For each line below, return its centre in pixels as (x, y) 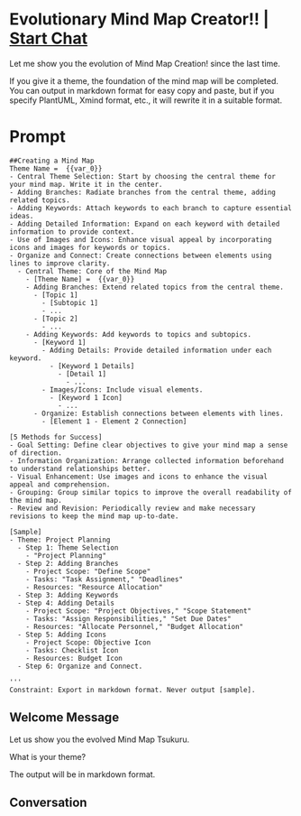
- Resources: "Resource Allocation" (95, 587)
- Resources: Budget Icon (74, 658)
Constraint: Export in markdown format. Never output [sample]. (132, 690)
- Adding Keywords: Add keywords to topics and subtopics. (139, 334)
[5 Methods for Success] (56, 437)
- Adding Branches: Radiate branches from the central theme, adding (143, 192)
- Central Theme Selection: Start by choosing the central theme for (143, 176)
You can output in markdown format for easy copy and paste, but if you (142, 90)
